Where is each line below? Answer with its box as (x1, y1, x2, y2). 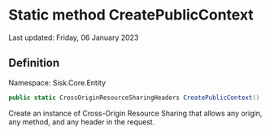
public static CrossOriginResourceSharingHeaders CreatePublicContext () (8, 94, 260, 102)
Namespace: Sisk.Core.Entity (8, 77, 107, 87)
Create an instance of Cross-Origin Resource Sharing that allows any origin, (8, 108, 263, 118)
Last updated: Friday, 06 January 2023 (8, 33, 139, 42)
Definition (8, 56, 59, 70)
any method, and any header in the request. (8, 116, 155, 127)
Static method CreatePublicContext (8, 6, 254, 24)
